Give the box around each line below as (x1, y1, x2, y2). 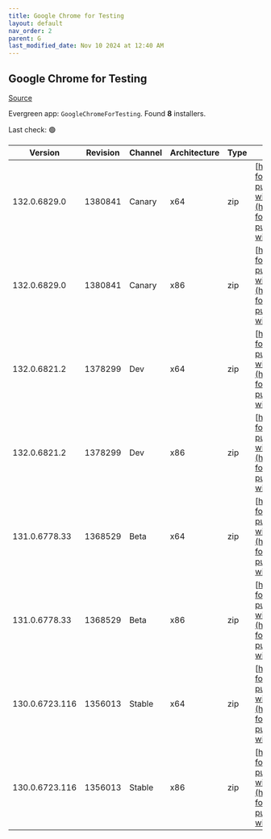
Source (8, 93, 32, 102)
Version (29, 147, 60, 158)
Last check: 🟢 (8, 124, 56, 134)
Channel (128, 147, 163, 158)
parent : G (8, 34, 42, 43)
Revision (85, 147, 120, 158)
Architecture (169, 147, 220, 158)
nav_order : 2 (8, 27, 52, 35)
